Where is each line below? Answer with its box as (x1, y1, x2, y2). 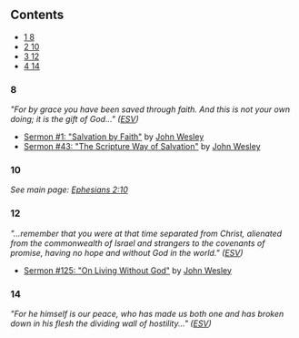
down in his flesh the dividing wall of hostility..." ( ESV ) (10, 318, 212, 329)
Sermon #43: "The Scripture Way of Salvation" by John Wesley (23, 141, 261, 152)
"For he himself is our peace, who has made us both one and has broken (10, 309, 284, 319)
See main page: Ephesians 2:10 (10, 184, 128, 195)
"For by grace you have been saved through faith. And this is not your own (10, 104, 290, 115)
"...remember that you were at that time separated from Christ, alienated (10, 228, 283, 239)
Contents (10, 7, 65, 23)
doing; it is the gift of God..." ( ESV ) (10, 114, 139, 125)
